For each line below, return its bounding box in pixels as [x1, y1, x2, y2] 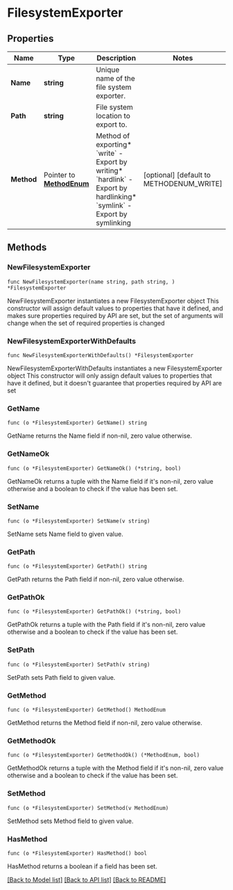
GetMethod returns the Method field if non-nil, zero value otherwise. [7, 719, 202, 727]
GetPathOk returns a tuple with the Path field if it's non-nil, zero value [7, 621, 206, 629]
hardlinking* [96, 192, 137, 201]
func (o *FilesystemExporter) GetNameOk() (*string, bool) [7, 465, 182, 472]
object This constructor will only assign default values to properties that [7, 371, 213, 380]
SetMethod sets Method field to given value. [7, 816, 134, 825]
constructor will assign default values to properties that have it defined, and [7, 304, 223, 312]
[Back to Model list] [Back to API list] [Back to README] [7, 875, 166, 884]
